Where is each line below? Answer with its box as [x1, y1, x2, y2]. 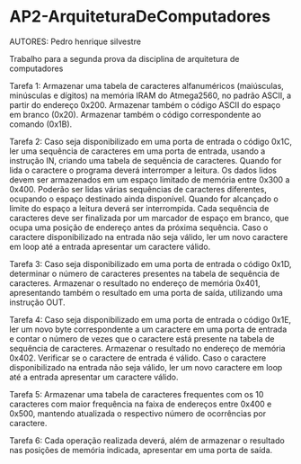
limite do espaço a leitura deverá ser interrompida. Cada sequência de [9, 202, 270, 213]
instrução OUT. [9, 297, 66, 308]
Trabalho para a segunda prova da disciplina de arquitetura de [9, 53, 240, 64]
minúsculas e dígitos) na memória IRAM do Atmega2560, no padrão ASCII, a [9, 90, 292, 101]
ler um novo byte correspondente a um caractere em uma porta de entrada [9, 324, 288, 335]
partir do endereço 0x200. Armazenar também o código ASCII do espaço [9, 99, 281, 110]
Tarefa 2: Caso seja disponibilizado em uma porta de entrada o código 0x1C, [9, 136, 292, 147]
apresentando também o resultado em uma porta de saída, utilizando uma [9, 287, 283, 298]
